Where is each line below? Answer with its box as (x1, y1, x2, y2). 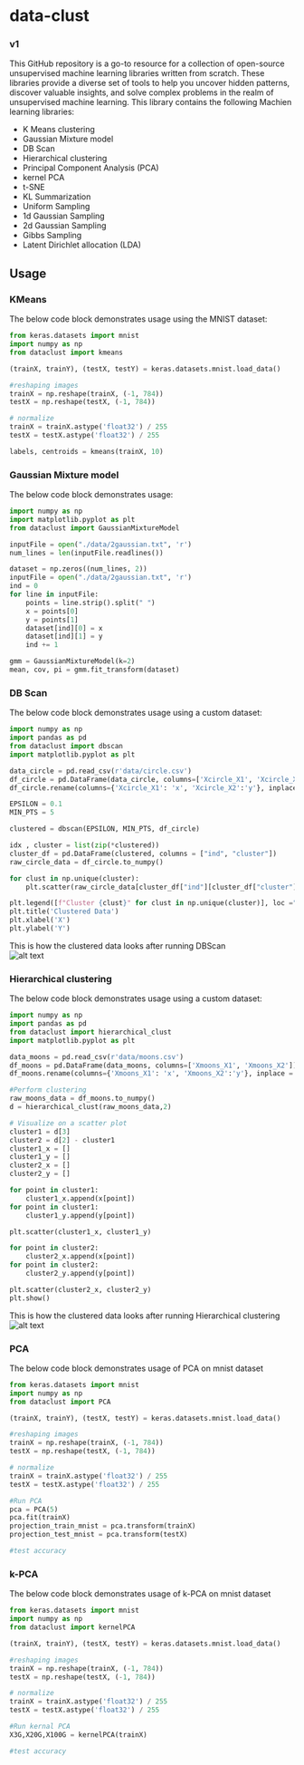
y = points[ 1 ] (25, 615, 79, 624)
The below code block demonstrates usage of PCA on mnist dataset (9, 1363, 264, 1374)
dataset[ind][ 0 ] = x (25, 623, 103, 632)
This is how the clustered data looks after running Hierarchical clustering (9, 1310, 280, 1321)
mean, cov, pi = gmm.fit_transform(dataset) (9, 665, 180, 675)
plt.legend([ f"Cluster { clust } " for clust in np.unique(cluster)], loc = (9, 899, 294, 908)
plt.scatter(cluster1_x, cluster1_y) (9, 1227, 152, 1237)
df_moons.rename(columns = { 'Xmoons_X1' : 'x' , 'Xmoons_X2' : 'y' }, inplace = (9, 1069, 294, 1078)
